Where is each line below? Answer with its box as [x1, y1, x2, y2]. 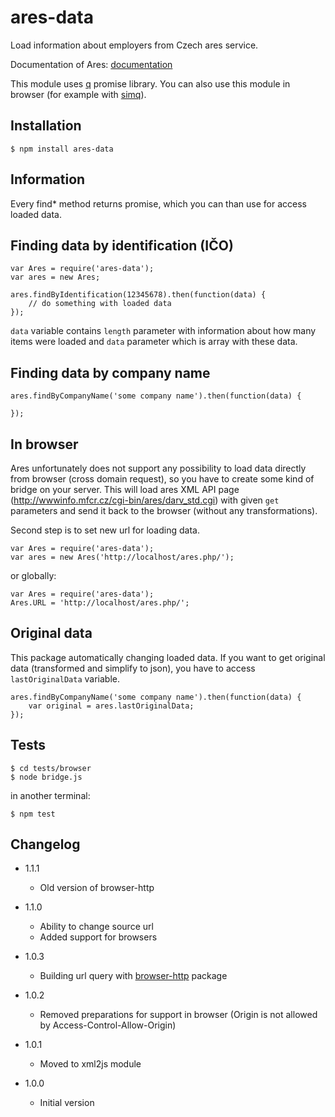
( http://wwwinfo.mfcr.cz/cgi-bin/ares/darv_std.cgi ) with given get [10, 494, 280, 506]
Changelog [10, 836, 81, 853]
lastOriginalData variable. [10, 672, 120, 685]
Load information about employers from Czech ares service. [10, 39, 259, 51]
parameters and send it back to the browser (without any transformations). [10, 505, 318, 516]
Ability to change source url [39, 921, 154, 933]
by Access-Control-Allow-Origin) [39, 1019, 177, 1031]
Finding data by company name [10, 364, 211, 381]
